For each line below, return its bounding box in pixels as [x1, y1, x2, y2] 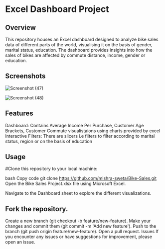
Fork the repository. [5, 205, 68, 213]
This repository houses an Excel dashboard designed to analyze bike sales [5, 36, 159, 42]
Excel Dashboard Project [5, 3, 110, 15]
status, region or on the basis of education [5, 138, 92, 144]
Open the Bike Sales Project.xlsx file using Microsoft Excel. [5, 180, 126, 187]
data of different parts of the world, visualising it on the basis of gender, [5, 42, 153, 48]
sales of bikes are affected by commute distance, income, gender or [5, 52, 146, 58]
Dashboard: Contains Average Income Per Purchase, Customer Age [5, 122, 144, 128]
